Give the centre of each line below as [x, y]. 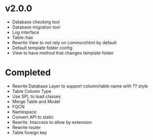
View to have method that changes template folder [63, 53]
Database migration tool [36, 27]
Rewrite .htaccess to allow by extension [52, 122]
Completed [28, 73]
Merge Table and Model [36, 101]
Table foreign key [29, 132]
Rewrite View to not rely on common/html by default [64, 42]
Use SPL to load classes [36, 96]
